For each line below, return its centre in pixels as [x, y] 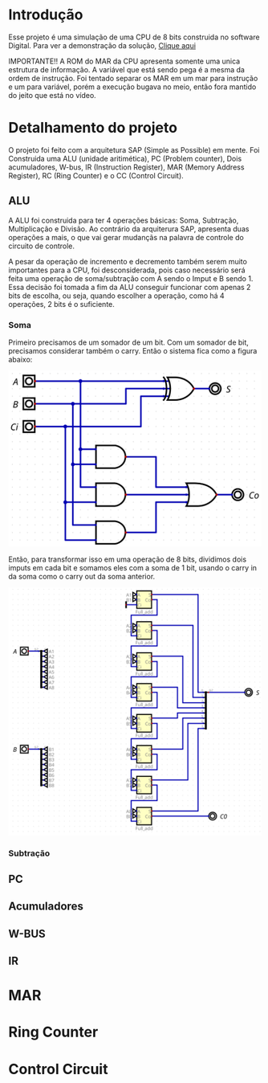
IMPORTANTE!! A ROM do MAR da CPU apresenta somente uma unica [124, 61]
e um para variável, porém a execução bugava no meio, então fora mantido [132, 87]
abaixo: [20, 359]
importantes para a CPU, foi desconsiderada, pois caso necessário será [127, 270]
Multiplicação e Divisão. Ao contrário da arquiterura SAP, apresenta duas [129, 229]
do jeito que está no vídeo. [52, 95]
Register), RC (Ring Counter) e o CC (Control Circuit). [96, 175]
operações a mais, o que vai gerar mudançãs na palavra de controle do [126, 237]
